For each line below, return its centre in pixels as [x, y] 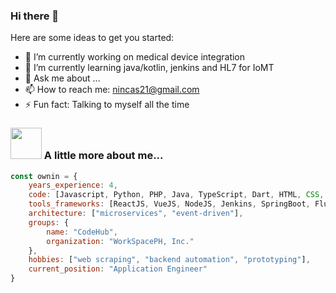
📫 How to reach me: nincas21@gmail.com [112, 90]
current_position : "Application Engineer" [118, 269]
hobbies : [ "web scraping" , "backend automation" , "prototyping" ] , [169, 260]
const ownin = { [44, 176]
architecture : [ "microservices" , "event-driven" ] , [136, 214]
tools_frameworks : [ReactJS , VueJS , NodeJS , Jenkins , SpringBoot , [169, 204]
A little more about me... [103, 156]
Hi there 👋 [35, 16]
